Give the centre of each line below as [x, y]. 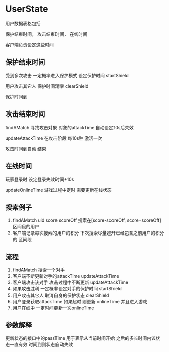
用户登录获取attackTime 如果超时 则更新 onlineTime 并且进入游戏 [80, 301]
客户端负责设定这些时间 [30, 45]
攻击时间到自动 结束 [26, 149]
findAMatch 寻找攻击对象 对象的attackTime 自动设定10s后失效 [69, 127]
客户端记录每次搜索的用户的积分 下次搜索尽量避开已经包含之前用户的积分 [88, 233]
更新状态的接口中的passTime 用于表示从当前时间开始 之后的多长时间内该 [81, 338]
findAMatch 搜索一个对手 [39, 270]
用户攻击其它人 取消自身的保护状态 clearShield [61, 295]
